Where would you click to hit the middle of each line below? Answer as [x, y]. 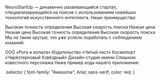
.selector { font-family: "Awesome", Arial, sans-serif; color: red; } [70, 72]
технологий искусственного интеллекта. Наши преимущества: [71, 17]
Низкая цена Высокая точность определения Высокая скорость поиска [80, 32]
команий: [15, 43]
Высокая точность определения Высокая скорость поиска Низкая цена [80, 27]
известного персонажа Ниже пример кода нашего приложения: [72, 63]
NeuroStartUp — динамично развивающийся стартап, [61, 7]
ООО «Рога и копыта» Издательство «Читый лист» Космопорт [70, 52]
